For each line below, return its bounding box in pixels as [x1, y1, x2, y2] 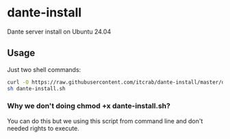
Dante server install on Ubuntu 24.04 [7, 27, 112, 36]
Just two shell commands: [7, 65, 81, 73]
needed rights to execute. [7, 124, 80, 132]
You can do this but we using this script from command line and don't [7, 116, 203, 125]
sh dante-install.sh [7, 85, 66, 92]
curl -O [7, 79, 29, 86]
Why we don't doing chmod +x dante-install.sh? [7, 101, 171, 111]
